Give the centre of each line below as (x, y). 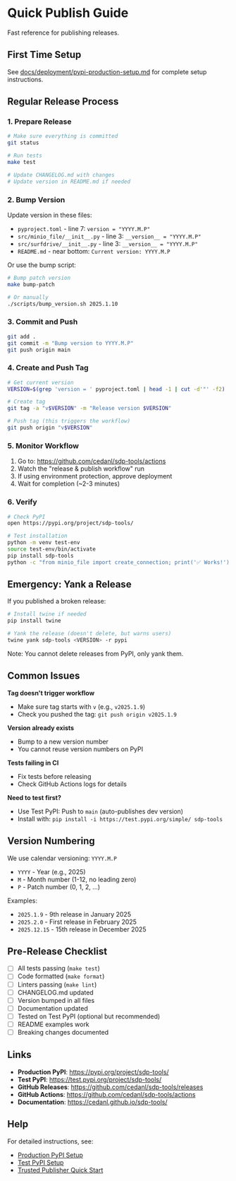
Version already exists (41, 728)
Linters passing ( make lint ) (57, 985)
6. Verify (22, 502)
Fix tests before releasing (54, 776)
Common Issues (44, 676)
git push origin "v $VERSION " (50, 428)
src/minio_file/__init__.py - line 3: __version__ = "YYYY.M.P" (109, 236)
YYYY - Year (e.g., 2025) (51, 871)
